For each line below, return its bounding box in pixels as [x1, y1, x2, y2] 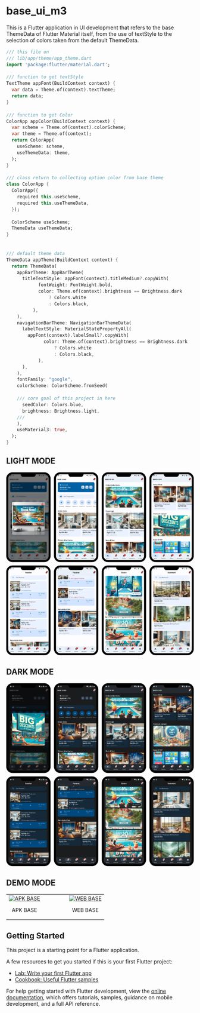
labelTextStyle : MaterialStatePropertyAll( [21, 326, 132, 332]
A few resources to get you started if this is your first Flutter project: [6, 957, 173, 965]
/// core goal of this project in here [17, 395, 116, 401]
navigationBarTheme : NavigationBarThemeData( [17, 320, 132, 326]
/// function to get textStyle [6, 74, 84, 80]
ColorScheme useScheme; [11, 219, 70, 225]
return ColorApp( [11, 137, 55, 143]
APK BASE [11, 906, 37, 913]
